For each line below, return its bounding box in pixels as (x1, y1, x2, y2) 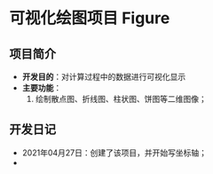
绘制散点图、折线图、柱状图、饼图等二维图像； (35, 94, 207, 104)
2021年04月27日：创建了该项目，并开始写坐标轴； (21, 147, 207, 158)
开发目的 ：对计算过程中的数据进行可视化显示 (21, 72, 186, 82)
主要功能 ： (21, 83, 62, 93)
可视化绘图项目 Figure (9, 8, 170, 28)
